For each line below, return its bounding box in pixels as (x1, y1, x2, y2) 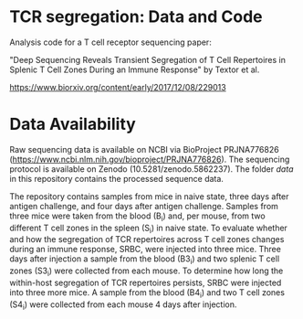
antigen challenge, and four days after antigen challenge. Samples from (9, 200, 278, 211)
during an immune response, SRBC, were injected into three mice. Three (9, 244, 281, 255)
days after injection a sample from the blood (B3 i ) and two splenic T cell (9, 253, 280, 267)
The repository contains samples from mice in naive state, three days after (9, 190, 289, 202)
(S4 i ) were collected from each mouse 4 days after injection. (9, 299, 237, 312)
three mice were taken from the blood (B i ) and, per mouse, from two (9, 210, 266, 223)
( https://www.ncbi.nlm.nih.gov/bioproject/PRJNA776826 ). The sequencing (9, 154, 290, 165)
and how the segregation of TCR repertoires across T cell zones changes (9, 234, 285, 245)
